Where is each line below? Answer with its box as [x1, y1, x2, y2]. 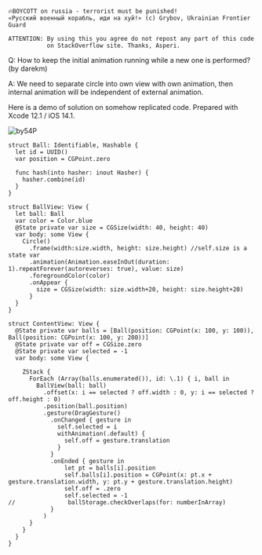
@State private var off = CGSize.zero [15, 341, 143, 349]
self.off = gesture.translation [64, 436, 170, 444]
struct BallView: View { [8, 203, 89, 211]
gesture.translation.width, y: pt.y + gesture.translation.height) [8, 478, 234, 486]
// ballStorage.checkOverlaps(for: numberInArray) [8, 498, 226, 506]
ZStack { [22, 368, 51, 376]
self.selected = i [57, 423, 118, 431]
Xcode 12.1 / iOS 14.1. [8, 111, 75, 120]
